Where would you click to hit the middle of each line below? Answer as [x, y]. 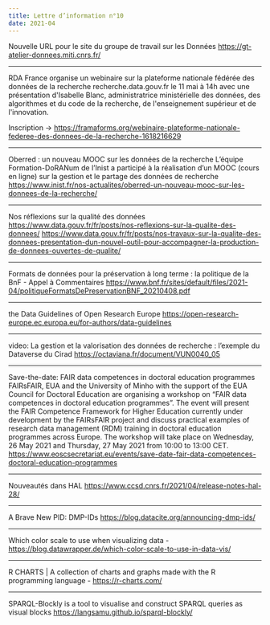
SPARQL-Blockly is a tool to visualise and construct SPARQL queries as [126, 603]
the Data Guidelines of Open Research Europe [84, 313]
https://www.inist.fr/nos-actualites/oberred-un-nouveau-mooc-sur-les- [127, 185]
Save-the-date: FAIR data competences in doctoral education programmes [132, 377]
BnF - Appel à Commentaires [56, 282]
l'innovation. [29, 112]
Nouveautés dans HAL [45, 485]
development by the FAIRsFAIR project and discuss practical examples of [129, 419]
